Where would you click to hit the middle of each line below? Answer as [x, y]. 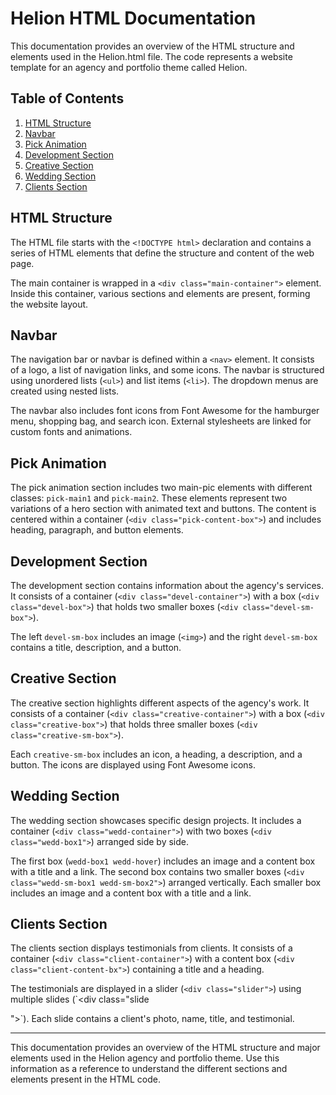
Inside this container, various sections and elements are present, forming [160, 293]
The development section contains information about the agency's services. [167, 585]
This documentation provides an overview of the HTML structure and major [165, 1048]
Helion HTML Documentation [133, 18]
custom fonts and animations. [71, 432]
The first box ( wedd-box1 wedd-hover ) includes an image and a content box [163, 861]
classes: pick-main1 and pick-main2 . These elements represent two [149, 498]
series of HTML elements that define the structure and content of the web [162, 253]
